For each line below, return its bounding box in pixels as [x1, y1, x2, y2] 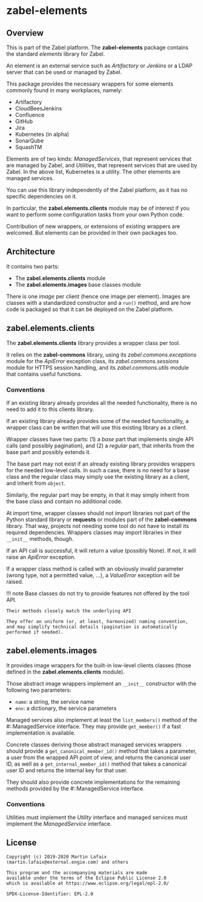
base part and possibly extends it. [6, 448, 91, 455]
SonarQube [15, 137, 44, 144]
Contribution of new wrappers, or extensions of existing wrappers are [6, 222, 181, 230]
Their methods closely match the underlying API [6, 607, 131, 614]
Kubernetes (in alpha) [15, 131, 70, 138]
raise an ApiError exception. [6, 553, 76, 561]
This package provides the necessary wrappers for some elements [6, 80, 174, 87]
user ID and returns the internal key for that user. [6, 766, 128, 773]
